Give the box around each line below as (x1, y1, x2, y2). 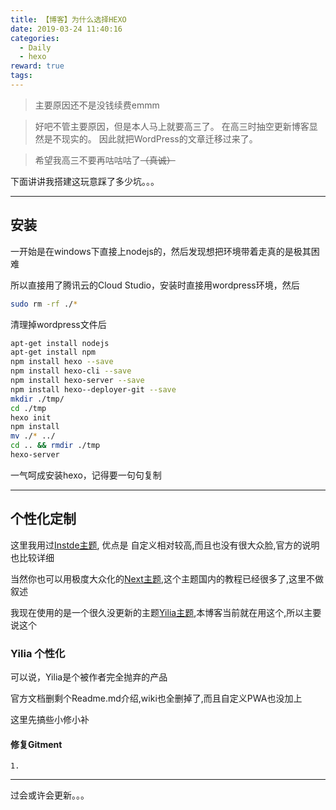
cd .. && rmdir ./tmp (10, 441, 101, 451)
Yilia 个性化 (10, 646, 66, 660)
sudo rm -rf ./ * (10, 299, 78, 309)
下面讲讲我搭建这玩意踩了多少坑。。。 (10, 175, 160, 187)
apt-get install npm (10, 347, 97, 358)
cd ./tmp (10, 403, 47, 413)
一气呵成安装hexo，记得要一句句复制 (10, 469, 162, 481)
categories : (10, 33, 60, 43)
